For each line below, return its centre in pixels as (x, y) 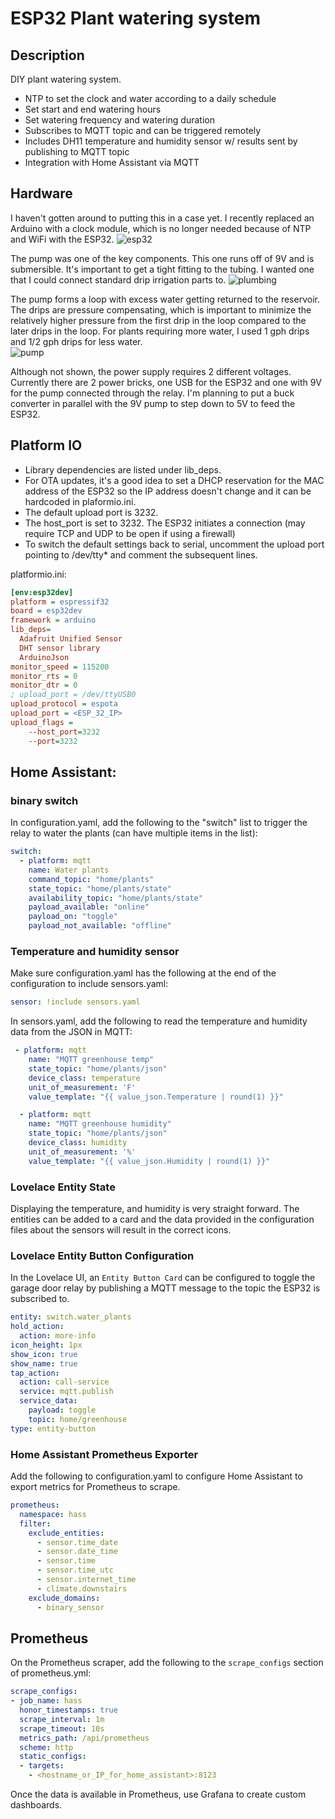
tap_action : (35, 1373)
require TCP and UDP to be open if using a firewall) (130, 533)
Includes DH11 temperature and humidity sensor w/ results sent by (161, 141)
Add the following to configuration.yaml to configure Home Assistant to (156, 1476)
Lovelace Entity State (63, 1187)
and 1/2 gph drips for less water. (76, 341)
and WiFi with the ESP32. (62, 239)
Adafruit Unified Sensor (71, 639)
